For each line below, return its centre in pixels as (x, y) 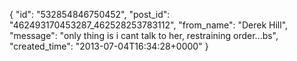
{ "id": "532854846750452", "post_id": (90, 14)
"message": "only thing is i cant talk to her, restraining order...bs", (144, 35)
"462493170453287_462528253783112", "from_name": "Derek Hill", (149, 25)
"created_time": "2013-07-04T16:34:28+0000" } (109, 46)
